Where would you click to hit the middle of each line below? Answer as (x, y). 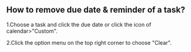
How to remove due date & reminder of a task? (96, 10)
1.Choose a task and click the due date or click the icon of (79, 24)
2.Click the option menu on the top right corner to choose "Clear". (89, 42)
